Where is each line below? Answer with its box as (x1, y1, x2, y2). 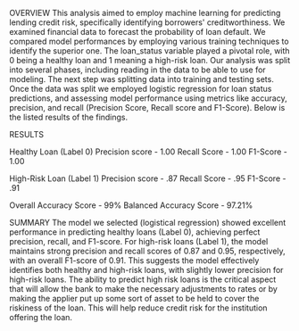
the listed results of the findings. (9, 112, 129, 122)
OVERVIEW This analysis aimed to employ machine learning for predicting (9, 8, 281, 18)
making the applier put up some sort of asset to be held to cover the (9, 294, 260, 303)
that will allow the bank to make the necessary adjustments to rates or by (9, 284, 278, 294)
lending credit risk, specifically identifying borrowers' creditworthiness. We (9, 17, 286, 28)
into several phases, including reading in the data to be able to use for (9, 64, 266, 75)
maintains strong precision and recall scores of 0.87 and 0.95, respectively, (9, 245, 286, 256)
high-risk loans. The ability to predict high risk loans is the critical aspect (9, 274, 277, 285)
